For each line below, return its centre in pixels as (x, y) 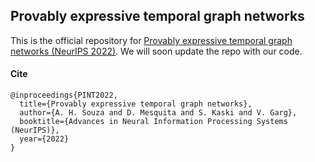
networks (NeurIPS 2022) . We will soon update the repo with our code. (156, 51)
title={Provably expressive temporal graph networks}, (136, 104)
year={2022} (44, 139)
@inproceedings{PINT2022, (64, 95)
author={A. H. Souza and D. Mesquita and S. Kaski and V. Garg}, (158, 113)
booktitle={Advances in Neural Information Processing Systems (153, 122)
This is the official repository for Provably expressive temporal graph (151, 40)
